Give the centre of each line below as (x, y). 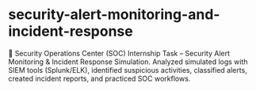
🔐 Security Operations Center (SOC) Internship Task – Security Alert (119, 53)
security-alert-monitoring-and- (114, 15)
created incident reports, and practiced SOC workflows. (99, 78)
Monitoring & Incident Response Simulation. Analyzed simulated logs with (128, 62)
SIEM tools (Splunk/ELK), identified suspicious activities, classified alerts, (128, 70)
